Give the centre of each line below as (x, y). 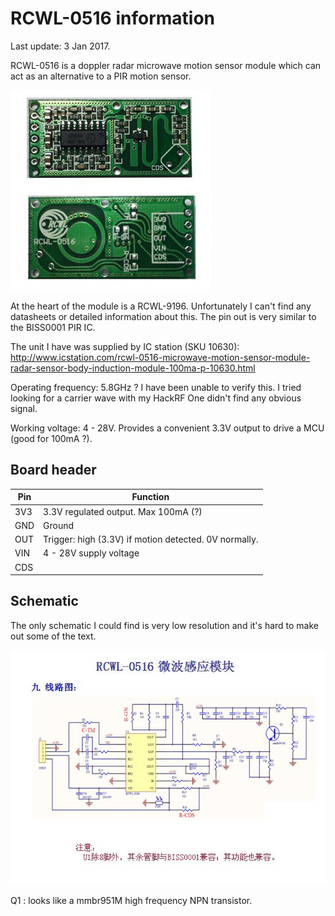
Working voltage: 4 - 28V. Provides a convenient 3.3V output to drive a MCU (167, 428)
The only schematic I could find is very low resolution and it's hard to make (165, 625)
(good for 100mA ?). (51, 438)
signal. (24, 408)
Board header (53, 470)
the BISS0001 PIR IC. (53, 327)
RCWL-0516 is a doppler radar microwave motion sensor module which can (166, 65)
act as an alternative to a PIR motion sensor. (101, 76)
